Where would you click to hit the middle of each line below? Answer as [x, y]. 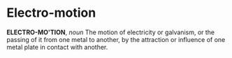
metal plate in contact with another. [57, 47]
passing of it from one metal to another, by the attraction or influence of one [116, 39]
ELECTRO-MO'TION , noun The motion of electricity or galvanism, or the [111, 32]
